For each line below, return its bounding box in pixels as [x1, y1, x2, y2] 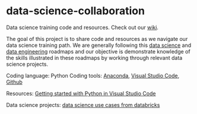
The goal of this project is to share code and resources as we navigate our [6, 35, 188, 42]
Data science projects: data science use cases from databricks [6, 101, 160, 108]
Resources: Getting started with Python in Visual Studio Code [6, 90, 156, 97]
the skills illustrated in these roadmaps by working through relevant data [6, 54, 183, 61]
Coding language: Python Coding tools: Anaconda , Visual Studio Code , [6, 72, 180, 79]
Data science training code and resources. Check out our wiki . [6, 24, 159, 31]
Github [6, 78, 23, 85]
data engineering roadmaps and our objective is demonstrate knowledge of [6, 47, 191, 55]
